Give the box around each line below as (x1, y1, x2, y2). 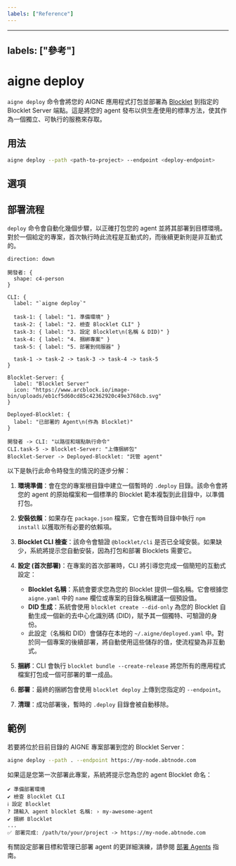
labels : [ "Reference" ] (7, 10, 74, 18)
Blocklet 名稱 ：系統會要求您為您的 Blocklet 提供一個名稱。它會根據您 (27, 585, 228, 593)
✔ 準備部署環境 (7, 785, 46, 793)
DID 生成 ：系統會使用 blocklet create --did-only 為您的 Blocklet (27, 602, 218, 611)
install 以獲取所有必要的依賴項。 (17, 522, 116, 531)
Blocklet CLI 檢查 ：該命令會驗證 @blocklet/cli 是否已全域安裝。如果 (17, 537, 216, 545)
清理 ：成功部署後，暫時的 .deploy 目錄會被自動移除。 (17, 700, 173, 709)
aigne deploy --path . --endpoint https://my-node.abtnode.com (7, 756, 197, 763)
